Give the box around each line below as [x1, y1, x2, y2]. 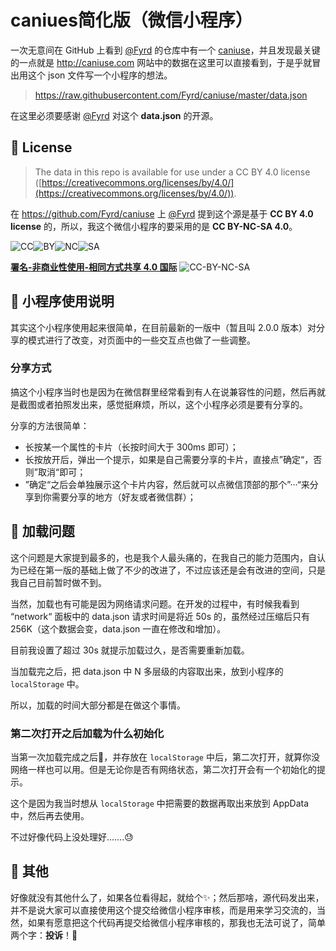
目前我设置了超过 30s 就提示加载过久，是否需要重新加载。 [10, 644, 250, 656]
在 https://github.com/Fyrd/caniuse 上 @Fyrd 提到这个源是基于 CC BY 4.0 [10, 207, 314, 220]
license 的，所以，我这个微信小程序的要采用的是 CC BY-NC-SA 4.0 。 [10, 220, 298, 232]
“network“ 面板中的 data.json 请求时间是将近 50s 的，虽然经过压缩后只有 [10, 610, 310, 622]
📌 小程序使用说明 [10, 293, 115, 310]
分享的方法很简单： [10, 419, 90, 431]
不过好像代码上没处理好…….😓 [10, 831, 134, 843]
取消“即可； [37, 466, 87, 478]
